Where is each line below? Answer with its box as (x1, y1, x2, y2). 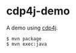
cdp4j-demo (6, 4, 71, 18)
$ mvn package (6, 36, 42, 42)
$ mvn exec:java (6, 41, 47, 47)
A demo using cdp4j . (6, 24, 59, 31)
